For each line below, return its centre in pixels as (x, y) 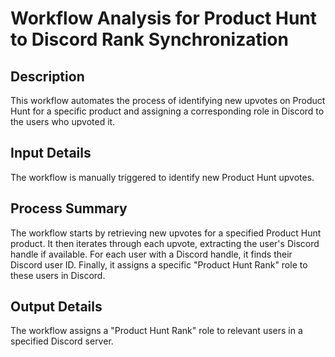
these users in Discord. (58, 275)
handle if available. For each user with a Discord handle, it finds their (151, 254)
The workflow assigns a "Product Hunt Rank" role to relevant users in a (156, 331)
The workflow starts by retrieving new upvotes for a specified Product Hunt (166, 233)
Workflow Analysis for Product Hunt (164, 18)
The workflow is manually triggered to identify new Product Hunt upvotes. (162, 177)
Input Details (51, 153)
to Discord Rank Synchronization (149, 39)
